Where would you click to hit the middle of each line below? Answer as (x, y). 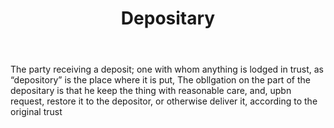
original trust (36, 112)
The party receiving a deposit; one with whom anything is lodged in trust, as (167, 69)
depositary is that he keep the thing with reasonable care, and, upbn (151, 91)
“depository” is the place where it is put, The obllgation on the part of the (160, 80)
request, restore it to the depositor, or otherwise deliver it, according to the (164, 101)
